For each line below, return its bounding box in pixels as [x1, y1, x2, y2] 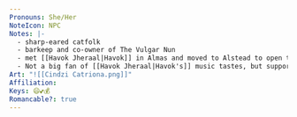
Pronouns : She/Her [9, 12, 77, 22]
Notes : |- [9, 29, 46, 38]
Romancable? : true [9, 94, 77, 104]
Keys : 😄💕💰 [9, 86, 50, 95]
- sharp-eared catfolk [17, 37, 101, 47]
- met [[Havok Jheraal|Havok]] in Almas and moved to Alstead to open [17, 54, 283, 62]
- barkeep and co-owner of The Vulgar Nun [17, 46, 176, 55]
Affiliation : [9, 78, 57, 87]
